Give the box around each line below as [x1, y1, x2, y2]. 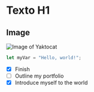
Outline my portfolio [14, 72, 64, 79]
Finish [14, 65, 30, 72]
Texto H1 [6, 4, 50, 17]
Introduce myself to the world [14, 79, 88, 86]
